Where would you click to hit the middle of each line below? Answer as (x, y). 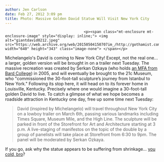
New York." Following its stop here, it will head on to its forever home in (77, 84)
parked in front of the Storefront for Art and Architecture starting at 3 (86, 124)
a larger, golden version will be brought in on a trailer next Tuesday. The (77, 63)
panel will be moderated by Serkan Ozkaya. (61, 140)
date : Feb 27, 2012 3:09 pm (34, 14)
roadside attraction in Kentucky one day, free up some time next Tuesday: (79, 99)
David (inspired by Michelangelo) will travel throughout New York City (87, 109)
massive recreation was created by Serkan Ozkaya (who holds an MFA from (81, 68)
